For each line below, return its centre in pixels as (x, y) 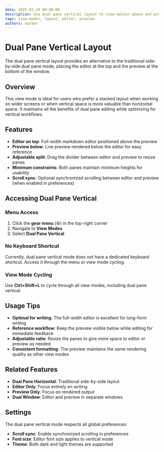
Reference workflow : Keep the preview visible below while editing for (82, 328)
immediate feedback (33, 333)
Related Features (31, 369)
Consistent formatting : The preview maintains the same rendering (79, 349)
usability (20, 172)
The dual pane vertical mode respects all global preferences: (66, 424)
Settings (18, 413)
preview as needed (31, 344)
